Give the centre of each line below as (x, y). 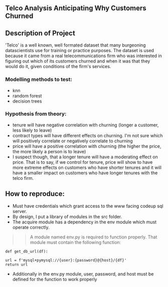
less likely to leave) (32, 130)
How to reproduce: (35, 194)
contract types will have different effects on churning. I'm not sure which (88, 135)
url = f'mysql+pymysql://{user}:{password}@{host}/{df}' (66, 260)
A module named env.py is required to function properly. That (94, 237)
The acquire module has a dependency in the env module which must (85, 222)
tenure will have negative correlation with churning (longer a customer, (86, 125)
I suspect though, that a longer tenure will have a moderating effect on (85, 157)
